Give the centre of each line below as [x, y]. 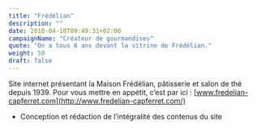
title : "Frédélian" [41, 16]
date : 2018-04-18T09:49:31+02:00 [65, 31]
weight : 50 [27, 53]
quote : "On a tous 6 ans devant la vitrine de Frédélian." [110, 46]
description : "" [36, 23]
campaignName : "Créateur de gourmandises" [81, 38]
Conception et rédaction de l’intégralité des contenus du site [121, 116]
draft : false [30, 61]
